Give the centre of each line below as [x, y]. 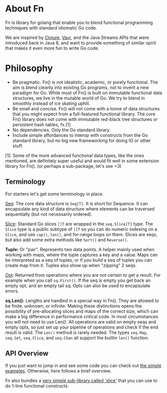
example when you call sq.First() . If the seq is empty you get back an [78, 280]
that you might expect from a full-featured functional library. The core [84, 114]
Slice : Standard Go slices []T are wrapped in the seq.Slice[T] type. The [79, 224]
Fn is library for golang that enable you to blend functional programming [79, 22]
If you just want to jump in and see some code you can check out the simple [83, 366]
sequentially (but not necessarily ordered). [49, 214]
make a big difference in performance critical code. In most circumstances [82, 316]
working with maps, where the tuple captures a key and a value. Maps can [82, 255]
